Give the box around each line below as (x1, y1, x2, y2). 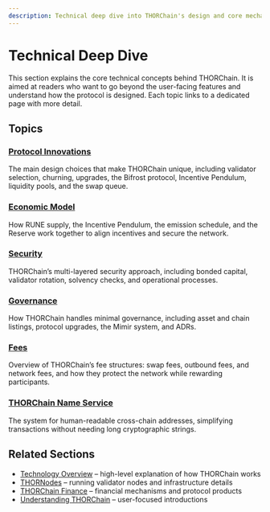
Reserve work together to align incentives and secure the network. (8, 228, 229, 238)
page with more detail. (8, 98, 83, 109)
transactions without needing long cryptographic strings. (8, 424, 197, 434)
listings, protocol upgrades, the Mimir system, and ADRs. (8, 322, 197, 332)
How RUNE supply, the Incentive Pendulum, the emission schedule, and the (8, 219, 259, 229)
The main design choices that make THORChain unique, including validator (8, 164, 256, 174)
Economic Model (8, 202, 76, 213)
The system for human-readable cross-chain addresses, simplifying (8, 416, 233, 425)
